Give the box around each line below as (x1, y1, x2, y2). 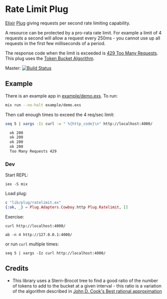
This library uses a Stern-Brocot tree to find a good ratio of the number (12, 277, 159, 283)
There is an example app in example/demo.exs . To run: (5, 92, 118, 98)
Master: (5, 65, 21, 71)
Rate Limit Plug (5, 3, 69, 15)
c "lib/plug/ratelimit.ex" (5, 200, 61, 205)
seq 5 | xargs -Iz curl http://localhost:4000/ (5, 250, 106, 255)
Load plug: (5, 190, 27, 196)
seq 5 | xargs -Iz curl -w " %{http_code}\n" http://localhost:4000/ (5, 121, 153, 126)
